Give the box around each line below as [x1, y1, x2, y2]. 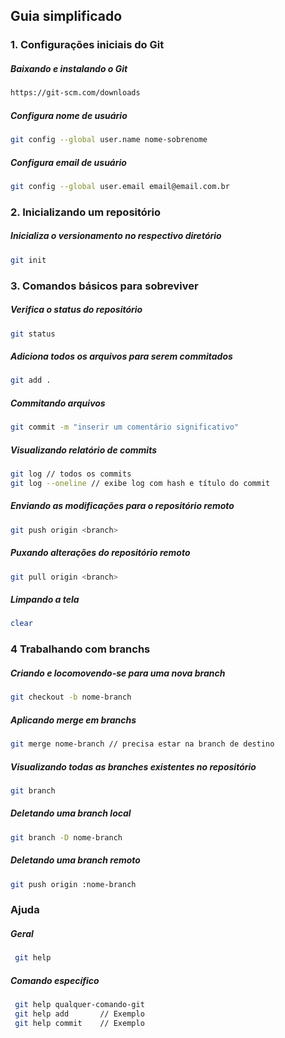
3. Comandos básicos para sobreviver [10, 279, 199, 293]
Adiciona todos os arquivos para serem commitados [10, 350, 233, 362]
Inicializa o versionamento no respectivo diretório [10, 230, 222, 242]
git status [10, 329, 56, 339]
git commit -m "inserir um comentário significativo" [10, 422, 240, 433]
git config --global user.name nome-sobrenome [10, 135, 208, 145]
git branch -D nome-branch [10, 832, 123, 843]
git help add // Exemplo [14, 1009, 145, 1019]
